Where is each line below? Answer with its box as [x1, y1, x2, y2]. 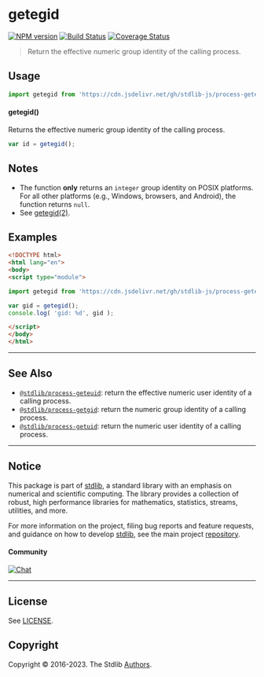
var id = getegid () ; [8, 140, 76, 148]
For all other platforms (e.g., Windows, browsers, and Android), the [19, 191, 236, 201]
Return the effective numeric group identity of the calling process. [27, 46, 241, 56]
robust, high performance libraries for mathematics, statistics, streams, [8, 497, 238, 506]
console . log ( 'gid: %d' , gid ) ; [8, 309, 114, 317]
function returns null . [19, 199, 90, 209]
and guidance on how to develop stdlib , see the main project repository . [8, 529, 241, 539]
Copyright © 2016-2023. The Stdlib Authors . [8, 659, 152, 669]
